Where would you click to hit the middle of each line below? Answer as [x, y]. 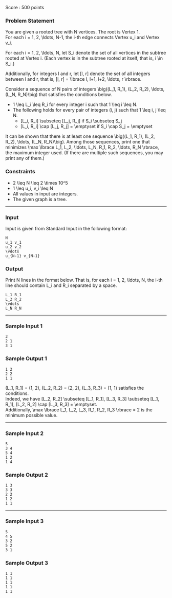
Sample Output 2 [27, 475]
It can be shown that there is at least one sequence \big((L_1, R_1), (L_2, [80, 136]
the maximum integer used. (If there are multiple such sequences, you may [84, 153]
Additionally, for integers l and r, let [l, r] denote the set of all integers [78, 74]
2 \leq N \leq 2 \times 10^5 [40, 183]
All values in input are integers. [45, 194]
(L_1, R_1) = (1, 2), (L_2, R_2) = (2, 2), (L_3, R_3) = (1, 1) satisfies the [75, 388]
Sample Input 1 [24, 326]
